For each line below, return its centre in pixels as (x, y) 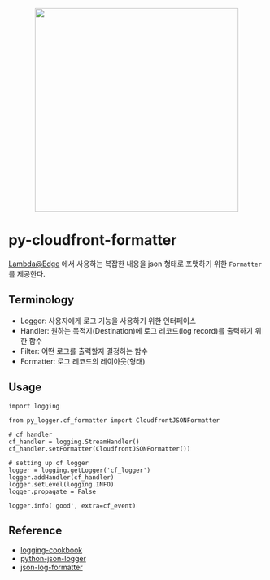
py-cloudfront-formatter (93, 240)
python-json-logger (53, 559)
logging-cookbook (51, 550)
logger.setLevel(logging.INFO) (61, 484)
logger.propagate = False (52, 491)
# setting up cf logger (49, 463)
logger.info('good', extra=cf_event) (72, 506)
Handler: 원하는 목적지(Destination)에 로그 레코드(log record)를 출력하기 (137, 330)
